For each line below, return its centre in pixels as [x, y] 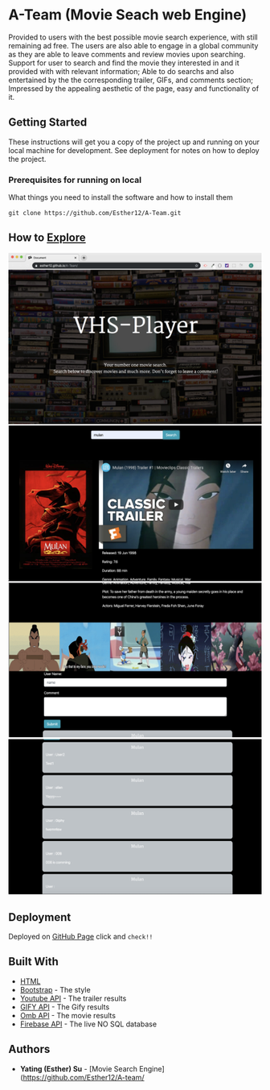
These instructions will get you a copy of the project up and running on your [134, 142]
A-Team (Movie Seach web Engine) [128, 15]
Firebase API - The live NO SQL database [88, 1024]
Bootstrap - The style [55, 989]
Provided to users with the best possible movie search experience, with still [133, 37]
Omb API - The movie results [68, 1015]
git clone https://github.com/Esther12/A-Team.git [95, 213]
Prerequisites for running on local [75, 180]
